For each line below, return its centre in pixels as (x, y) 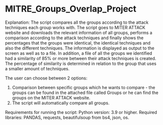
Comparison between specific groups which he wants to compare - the (84, 87)
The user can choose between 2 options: (46, 78)
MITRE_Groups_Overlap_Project (71, 9)
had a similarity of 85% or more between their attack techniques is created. (81, 58)
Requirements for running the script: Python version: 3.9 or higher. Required (81, 112)
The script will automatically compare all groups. (61, 103)
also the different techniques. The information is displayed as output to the (80, 48)
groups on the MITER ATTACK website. (51, 97)
